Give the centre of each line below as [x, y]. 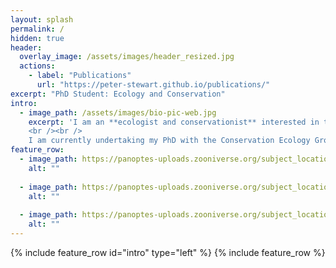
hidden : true [37, 38]
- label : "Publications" [80, 76]
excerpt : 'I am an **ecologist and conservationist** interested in [174, 122]
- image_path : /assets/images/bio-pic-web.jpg [118, 112]
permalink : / [37, 29]
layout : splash [42, 19]
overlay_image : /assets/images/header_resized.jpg [127, 57]
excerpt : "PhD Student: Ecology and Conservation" [118, 94]
